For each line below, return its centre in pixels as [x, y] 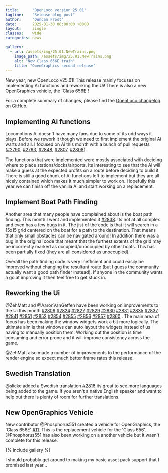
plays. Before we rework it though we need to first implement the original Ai [83, 139]
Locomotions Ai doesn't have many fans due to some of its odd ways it [79, 134]
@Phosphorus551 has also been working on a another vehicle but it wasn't [82, 435]
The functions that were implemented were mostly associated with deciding [84, 160]
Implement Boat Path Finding [52, 202]
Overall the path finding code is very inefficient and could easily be [75, 261]
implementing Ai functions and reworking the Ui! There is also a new [76, 86]
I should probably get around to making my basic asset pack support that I [82, 460]
